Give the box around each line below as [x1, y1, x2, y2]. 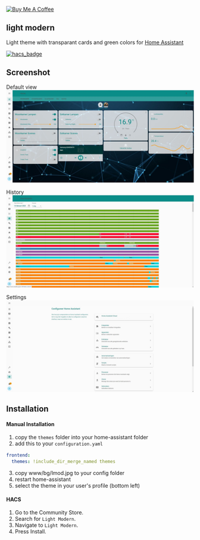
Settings [6, 293, 27, 300]
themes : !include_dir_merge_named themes [11, 459, 116, 465]
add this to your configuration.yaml [14, 440, 103, 447]
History [6, 188, 24, 195]
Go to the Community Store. [14, 509, 84, 516]
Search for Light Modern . [14, 516, 76, 523]
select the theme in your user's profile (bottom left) [14, 482, 140, 489]
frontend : [6, 452, 31, 458]
